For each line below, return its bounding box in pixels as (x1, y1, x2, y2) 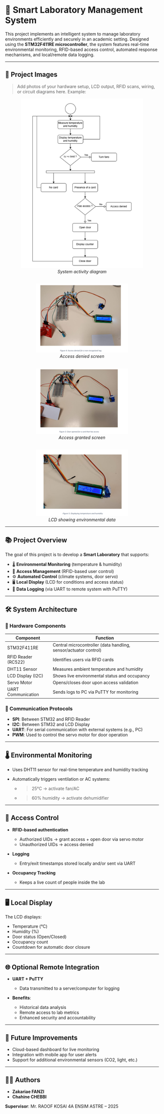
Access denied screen (59, 353, 105, 359)
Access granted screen (58, 435, 106, 440)
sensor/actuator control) (53, 647, 102, 653)
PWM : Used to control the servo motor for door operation (12, 732, 128, 738)
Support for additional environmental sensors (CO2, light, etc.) (12, 1057, 138, 1063)
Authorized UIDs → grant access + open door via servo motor (19, 836, 144, 842)
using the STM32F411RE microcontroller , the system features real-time (5, 41, 149, 47)
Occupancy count (12, 939, 48, 945)
